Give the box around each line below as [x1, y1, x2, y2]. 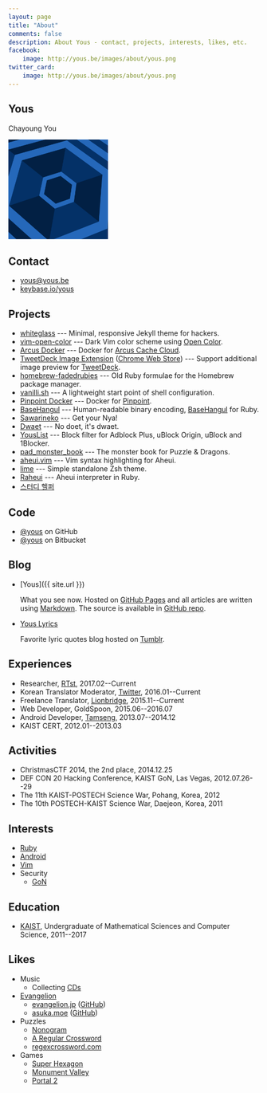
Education [8, 900, 61, 914]
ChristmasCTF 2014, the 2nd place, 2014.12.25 [19, 765, 173, 775]
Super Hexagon [31, 1059, 84, 1068]
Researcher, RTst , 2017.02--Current [19, 678, 137, 688]
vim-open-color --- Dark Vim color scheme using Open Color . [19, 337, 223, 347]
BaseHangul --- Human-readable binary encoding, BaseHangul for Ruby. [19, 405, 260, 415]
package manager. [19, 379, 82, 389]
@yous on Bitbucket [19, 535, 86, 545]
